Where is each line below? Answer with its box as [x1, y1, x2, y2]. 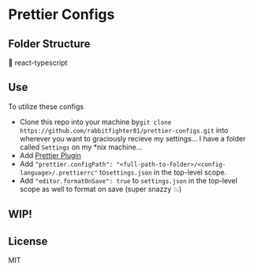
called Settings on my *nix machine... [19, 142, 143, 152]
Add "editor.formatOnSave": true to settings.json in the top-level [19, 175, 238, 185]
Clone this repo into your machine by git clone [19, 117, 172, 126]
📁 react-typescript [8, 58, 68, 67]
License [8, 235, 48, 248]
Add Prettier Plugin [19, 150, 81, 160]
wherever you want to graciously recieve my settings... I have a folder [19, 134, 246, 143]
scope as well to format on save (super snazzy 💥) [19, 184, 182, 194]
